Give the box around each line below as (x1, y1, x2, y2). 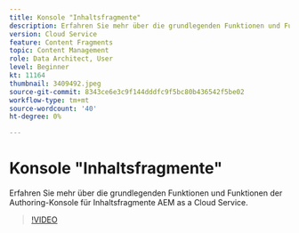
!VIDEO (30, 214, 58, 225)
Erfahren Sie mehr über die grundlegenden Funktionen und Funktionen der (9, 188, 283, 198)
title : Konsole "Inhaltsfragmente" (9, 12, 141, 22)
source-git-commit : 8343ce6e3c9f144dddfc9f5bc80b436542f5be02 (9, 87, 245, 96)
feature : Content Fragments (9, 37, 114, 47)
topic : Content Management (9, 46, 109, 55)
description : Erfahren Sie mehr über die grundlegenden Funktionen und (9, 21, 280, 30)
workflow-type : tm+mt (9, 95, 90, 105)
